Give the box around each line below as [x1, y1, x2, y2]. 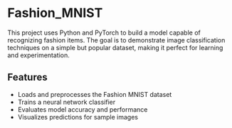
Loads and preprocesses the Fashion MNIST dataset [17, 90, 172, 98]
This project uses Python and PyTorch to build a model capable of [7, 28, 201, 37]
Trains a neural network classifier [17, 98, 116, 106]
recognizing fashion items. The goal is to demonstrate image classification [7, 35, 226, 44]
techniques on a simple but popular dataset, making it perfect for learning [7, 43, 223, 52]
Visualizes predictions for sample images [17, 112, 139, 121]
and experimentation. [7, 51, 70, 59]
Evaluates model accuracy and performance [17, 105, 148, 114]
